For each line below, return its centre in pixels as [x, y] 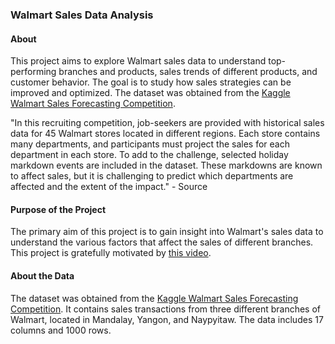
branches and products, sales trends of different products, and [188, 72]
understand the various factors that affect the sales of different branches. [162, 242]
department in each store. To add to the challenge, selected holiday [149, 155]
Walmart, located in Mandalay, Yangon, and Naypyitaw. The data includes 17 [167, 319]
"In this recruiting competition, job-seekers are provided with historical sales [167, 123]
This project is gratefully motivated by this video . [111, 253]
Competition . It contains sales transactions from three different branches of [165, 309]
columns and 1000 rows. [61, 330]
